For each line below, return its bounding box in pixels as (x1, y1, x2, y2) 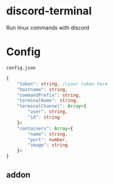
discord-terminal (6, 4, 92, 18)
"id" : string (27, 114, 60, 120)
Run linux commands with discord (6, 24, 90, 31)
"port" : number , (27, 137, 68, 143)
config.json (6, 65, 36, 71)
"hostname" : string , (17, 86, 68, 92)
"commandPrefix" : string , (17, 92, 82, 98)
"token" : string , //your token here (17, 81, 109, 87)
